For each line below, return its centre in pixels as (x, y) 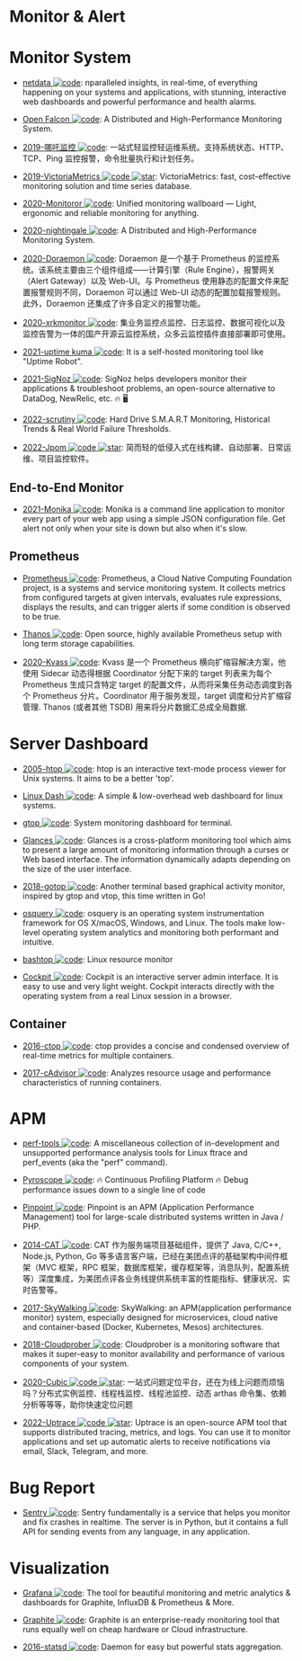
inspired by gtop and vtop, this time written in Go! (114, 896)
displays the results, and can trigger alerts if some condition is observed (156, 607)
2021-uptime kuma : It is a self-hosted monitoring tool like (143, 352)
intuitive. (38, 942)
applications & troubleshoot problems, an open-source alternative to (149, 388)
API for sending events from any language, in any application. (136, 1532)
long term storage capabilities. (79, 643)
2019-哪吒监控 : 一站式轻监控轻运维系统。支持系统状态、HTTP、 (155, 147)
